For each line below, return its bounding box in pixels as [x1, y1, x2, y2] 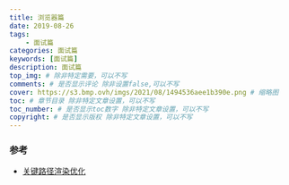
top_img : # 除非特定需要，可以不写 [9, 71, 127, 80]
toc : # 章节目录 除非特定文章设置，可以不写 [9, 96, 155, 105]
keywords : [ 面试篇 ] [9, 55, 78, 63]
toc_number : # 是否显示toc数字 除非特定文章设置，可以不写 [9, 105, 209, 114]
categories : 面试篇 [9, 46, 78, 55]
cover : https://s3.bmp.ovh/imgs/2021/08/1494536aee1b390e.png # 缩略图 [9, 88, 279, 97]
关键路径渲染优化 [22, 166, 86, 177]
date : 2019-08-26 [9, 21, 74, 30]
